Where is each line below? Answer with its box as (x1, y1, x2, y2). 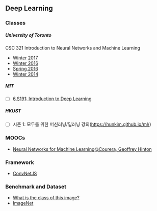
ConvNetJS (12, 170, 37, 176)
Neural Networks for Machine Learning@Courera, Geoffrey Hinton (12, 146, 152, 152)
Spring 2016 (12, 66, 38, 72)
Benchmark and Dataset (5, 183, 66, 190)
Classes (5, 19, 26, 27)
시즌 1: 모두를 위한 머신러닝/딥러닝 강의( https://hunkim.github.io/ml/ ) (12, 121, 151, 127)
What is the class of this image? (12, 195, 80, 201)
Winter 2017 (12, 55, 38, 61)
